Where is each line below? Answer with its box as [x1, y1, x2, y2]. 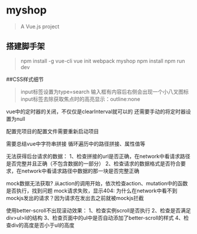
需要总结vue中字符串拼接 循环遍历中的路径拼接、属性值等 [6, 140, 146, 147]
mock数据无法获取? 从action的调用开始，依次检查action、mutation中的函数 [6, 179, 188, 186]
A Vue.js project [20, 23, 60, 30]
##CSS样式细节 [6, 76, 44, 83]
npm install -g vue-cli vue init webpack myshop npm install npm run [20, 57, 185, 65]
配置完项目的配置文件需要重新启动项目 [6, 127, 99, 135]
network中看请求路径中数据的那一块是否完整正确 [21, 167, 139, 174]
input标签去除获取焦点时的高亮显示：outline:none [20, 95, 141, 103]
